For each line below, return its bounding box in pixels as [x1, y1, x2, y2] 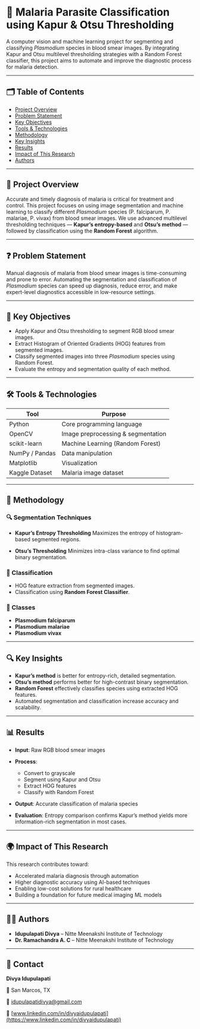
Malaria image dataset [61, 468, 124, 477]
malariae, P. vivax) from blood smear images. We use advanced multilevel [6, 215, 187, 222]
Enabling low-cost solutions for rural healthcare [14, 884, 132, 892]
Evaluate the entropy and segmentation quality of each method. [14, 366, 171, 373]
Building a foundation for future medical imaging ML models [14, 891, 162, 898]
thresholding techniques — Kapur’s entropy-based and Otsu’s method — [6, 220, 189, 228]
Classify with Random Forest [23, 788, 94, 795]
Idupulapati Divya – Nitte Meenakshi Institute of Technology [14, 930, 163, 937]
